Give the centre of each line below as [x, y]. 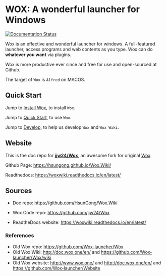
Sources [19, 191]
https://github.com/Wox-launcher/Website [56, 268]
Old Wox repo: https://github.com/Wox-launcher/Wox [68, 247]
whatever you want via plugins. [38, 55]
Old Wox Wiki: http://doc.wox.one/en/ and [56, 252]
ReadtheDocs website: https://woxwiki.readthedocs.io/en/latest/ [79, 222]
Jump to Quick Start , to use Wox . [38, 117]
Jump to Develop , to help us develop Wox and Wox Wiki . [62, 127]
